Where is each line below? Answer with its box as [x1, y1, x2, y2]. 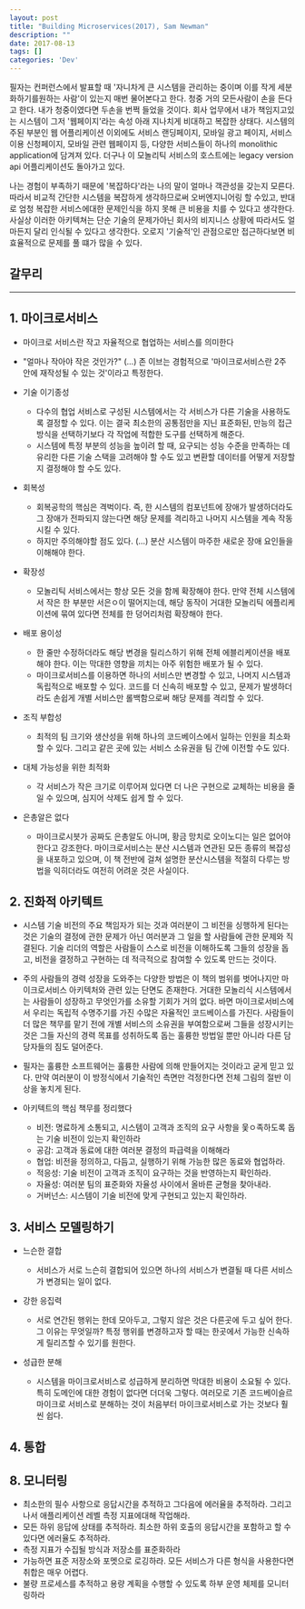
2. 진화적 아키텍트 [9, 894, 103, 910]
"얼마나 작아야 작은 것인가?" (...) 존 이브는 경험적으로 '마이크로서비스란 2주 [22, 355, 288, 366]
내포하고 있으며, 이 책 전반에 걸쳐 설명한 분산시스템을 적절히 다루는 [45, 854, 281, 864]
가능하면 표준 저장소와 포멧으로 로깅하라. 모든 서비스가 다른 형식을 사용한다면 [22, 1555, 295, 1566]
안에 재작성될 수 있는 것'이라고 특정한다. [22, 367, 163, 378]
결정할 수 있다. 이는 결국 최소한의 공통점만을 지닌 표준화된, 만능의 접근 [45, 417, 293, 428]
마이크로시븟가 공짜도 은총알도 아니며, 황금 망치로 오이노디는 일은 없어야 [35, 831, 291, 842]
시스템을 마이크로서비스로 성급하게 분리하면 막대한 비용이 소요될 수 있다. [35, 1376, 291, 1387]
